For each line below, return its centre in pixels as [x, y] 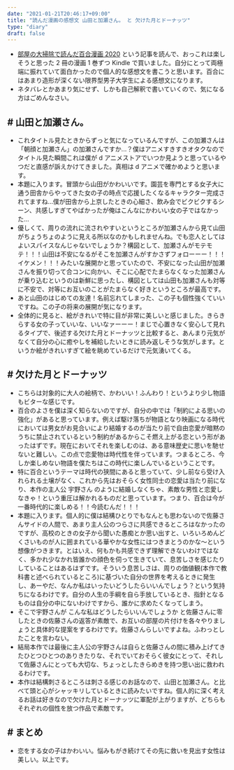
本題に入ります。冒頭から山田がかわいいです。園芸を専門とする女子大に [121, 184]
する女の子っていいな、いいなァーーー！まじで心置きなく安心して [118, 324]
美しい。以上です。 [45, 759]
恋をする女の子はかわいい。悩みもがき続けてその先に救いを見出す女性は [121, 750]
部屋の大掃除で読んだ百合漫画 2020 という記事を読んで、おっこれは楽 [118, 54]
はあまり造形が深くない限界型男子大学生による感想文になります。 [112, 81]
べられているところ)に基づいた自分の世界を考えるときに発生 [129, 577]
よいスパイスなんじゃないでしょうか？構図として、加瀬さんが [105, 245]
